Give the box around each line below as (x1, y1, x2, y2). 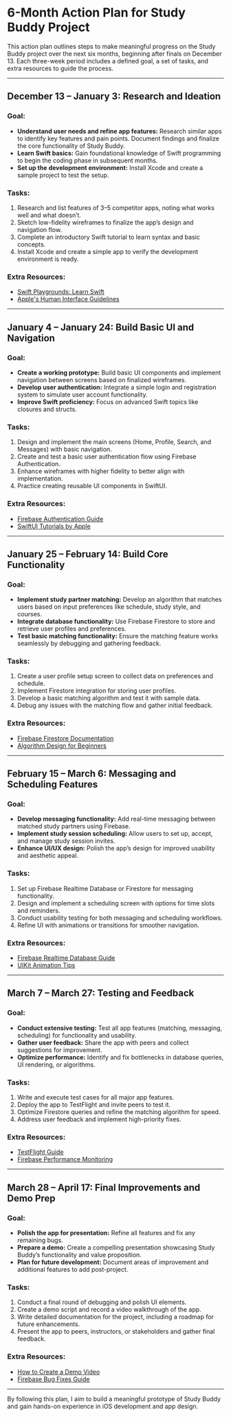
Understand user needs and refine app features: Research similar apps (16, 127, 222, 135)
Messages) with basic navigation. (16, 445, 112, 454)
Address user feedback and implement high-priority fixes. (16, 1115, 181, 1124)
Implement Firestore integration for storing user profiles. (16, 686, 177, 695)
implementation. (16, 474, 63, 483)
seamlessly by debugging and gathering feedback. (16, 639, 162, 648)
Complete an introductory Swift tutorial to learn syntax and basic (16, 233, 201, 241)
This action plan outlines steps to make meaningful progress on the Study (7, 42, 216, 50)
